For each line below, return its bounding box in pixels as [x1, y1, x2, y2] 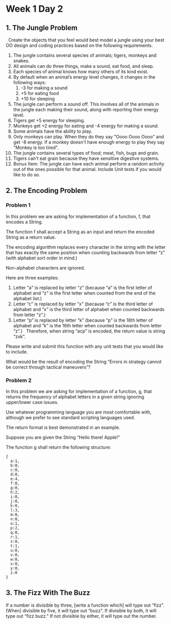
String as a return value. [6, 234, 56, 240]
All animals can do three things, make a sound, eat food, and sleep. [13, 63, 154, 69]
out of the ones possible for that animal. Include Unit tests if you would [13, 166, 162, 172]
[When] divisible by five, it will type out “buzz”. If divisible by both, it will [6, 607, 157, 613]
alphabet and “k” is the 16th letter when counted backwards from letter [13, 322, 162, 328]
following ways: [13, 80, 46, 85]
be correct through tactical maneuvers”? [6, 364, 91, 370]
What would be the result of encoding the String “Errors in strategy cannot [6, 358, 162, 365]
